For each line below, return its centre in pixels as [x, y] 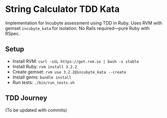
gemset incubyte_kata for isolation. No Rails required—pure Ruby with [77, 28]
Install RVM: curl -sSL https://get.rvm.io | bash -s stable [75, 61]
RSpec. [12, 33]
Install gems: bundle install [42, 77]
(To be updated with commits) [36, 110]
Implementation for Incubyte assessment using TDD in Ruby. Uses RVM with [84, 23]
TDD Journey [26, 98]
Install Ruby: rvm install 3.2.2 [45, 66]
